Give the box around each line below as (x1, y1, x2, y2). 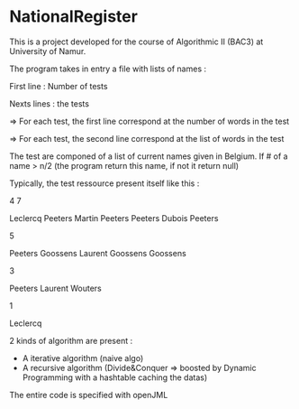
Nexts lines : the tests (9, 98, 90, 109)
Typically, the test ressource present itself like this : (9, 178, 200, 189)
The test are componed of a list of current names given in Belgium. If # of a (9, 151, 288, 162)
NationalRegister (9, 6, 138, 27)
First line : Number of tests (9, 80, 108, 91)
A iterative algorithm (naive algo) (22, 352, 144, 363)
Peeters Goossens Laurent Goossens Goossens (9, 247, 186, 258)
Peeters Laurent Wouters (9, 283, 102, 293)
